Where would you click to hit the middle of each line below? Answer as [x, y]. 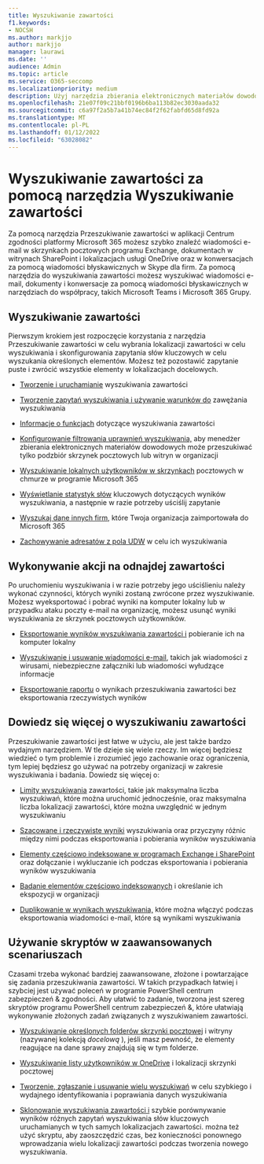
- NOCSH [21, 30]
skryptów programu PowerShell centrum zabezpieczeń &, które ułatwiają [126, 1007]
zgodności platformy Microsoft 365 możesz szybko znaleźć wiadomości [125, 242]
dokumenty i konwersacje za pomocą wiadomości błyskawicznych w [137, 284]
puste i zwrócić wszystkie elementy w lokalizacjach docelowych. [113, 370]
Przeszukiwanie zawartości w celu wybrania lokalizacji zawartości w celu [127, 344]
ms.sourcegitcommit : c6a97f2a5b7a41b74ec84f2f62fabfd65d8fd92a [114, 111]
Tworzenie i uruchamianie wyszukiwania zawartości [104, 385]
